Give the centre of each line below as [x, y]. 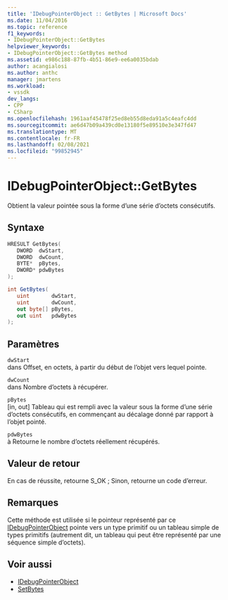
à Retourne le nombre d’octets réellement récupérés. [84, 442]
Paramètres [33, 344]
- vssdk [19, 92]
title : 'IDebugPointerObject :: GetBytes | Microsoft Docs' [97, 14]
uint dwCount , [47, 302]
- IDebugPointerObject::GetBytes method [68, 54]
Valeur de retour [44, 464]
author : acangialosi [38, 66]
